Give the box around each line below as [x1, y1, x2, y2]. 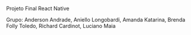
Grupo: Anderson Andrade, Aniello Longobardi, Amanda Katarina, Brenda [6, 16, 186, 23]
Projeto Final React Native [6, 5, 70, 12]
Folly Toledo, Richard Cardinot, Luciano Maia [6, 23, 116, 29]
